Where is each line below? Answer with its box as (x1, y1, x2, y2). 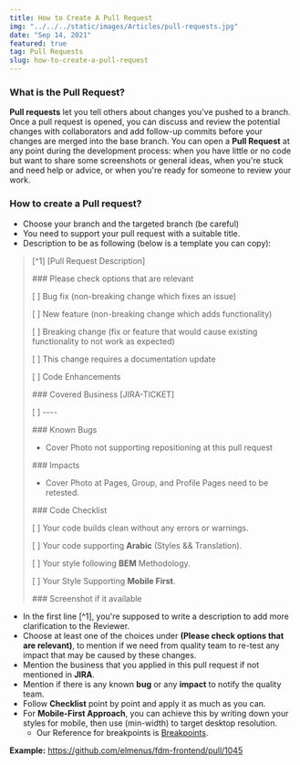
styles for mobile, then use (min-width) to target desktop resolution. (22, 718, 278, 728)
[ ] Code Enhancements (31, 371, 121, 382)
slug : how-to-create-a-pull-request (9, 56, 149, 65)
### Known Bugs (31, 424, 98, 435)
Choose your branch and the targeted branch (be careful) (22, 218, 240, 229)
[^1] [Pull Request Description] (31, 255, 146, 266)
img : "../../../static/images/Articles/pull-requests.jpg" (9, 22, 239, 31)
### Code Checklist (31, 504, 108, 516)
